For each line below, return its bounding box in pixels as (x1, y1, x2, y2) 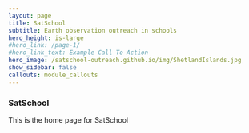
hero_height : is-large (8, 33, 84, 42)
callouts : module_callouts (8, 71, 98, 79)
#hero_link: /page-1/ (8, 41, 81, 49)
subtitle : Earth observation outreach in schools (8, 26, 178, 34)
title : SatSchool (8, 19, 66, 27)
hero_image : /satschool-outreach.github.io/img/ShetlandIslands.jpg (8, 57, 242, 65)
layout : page (8, 11, 52, 20)
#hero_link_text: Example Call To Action (8, 49, 149, 57)
